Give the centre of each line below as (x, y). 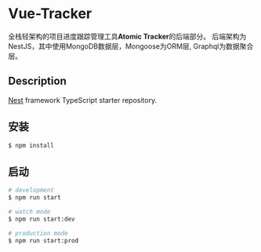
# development (31, 190)
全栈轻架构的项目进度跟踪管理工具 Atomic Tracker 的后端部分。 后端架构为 (127, 36)
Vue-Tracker (50, 14)
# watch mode (29, 212)
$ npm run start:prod (43, 240)
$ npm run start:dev (42, 219)
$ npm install (31, 145)
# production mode (38, 233)
